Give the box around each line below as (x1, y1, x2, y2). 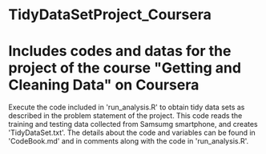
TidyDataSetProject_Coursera (8, 6, 212, 24)
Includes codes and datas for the (8, 42, 232, 61)
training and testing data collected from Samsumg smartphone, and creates (8, 120, 258, 129)
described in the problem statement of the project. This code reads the (8, 111, 243, 120)
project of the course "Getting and (8, 59, 242, 77)
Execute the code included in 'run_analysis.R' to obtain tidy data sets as (8, 102, 245, 113)
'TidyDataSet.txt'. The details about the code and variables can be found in (8, 128, 256, 137)
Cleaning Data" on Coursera (8, 76, 199, 94)
